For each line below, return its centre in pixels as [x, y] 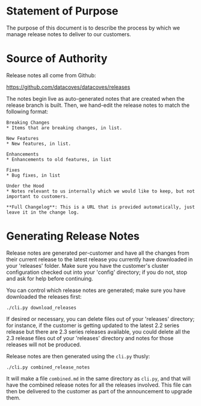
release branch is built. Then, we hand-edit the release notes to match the [98, 105]
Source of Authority [57, 59]
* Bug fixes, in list [33, 175]
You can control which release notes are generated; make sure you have [96, 290]
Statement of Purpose [62, 11]
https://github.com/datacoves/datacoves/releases [68, 87]
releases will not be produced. [44, 344]
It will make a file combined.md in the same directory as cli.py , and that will [98, 378]
